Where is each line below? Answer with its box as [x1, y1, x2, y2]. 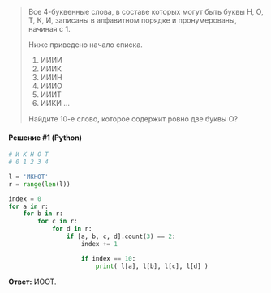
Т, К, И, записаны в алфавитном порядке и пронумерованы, [28, 15, 238, 25]
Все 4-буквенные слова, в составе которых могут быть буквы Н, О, [28, 7, 264, 16]
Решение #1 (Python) [8, 133, 83, 142]
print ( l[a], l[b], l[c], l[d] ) [95, 262, 209, 270]
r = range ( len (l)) [8, 180, 71, 189]
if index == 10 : [80, 254, 136, 262]
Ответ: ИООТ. [8, 277, 57, 287]
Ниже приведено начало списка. [28, 40, 144, 49]
